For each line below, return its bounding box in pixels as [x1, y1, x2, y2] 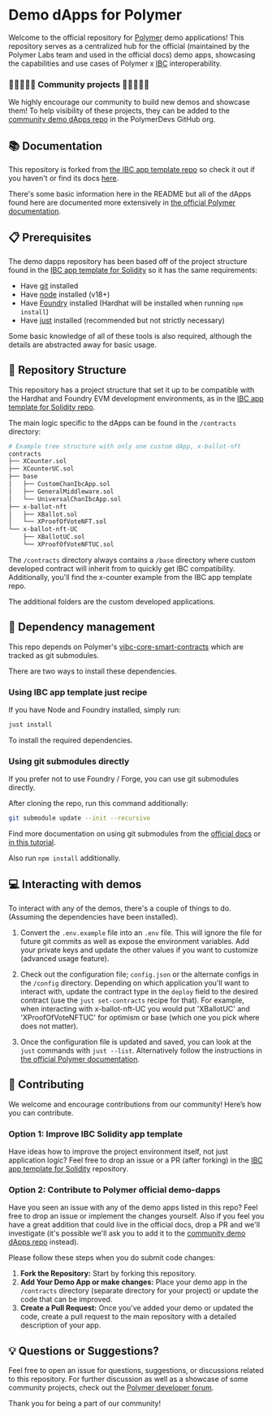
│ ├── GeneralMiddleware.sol [8, 487, 114, 496]
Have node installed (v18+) [19, 289, 110, 299]
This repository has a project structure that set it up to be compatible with [8, 384, 255, 395]
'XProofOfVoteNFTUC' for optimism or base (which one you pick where [19, 1012, 260, 1022]
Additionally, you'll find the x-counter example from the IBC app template [8, 572, 253, 582]
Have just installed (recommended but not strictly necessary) [19, 315, 225, 325]
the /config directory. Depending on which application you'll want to [19, 977, 249, 988]
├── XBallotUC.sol [23, 533, 85, 541]
